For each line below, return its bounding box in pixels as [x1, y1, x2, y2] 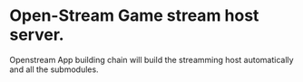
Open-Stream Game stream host [9, 5, 259, 26]
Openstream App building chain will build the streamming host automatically [9, 54, 294, 65]
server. [9, 24, 65, 45]
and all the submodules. [9, 64, 99, 75]
